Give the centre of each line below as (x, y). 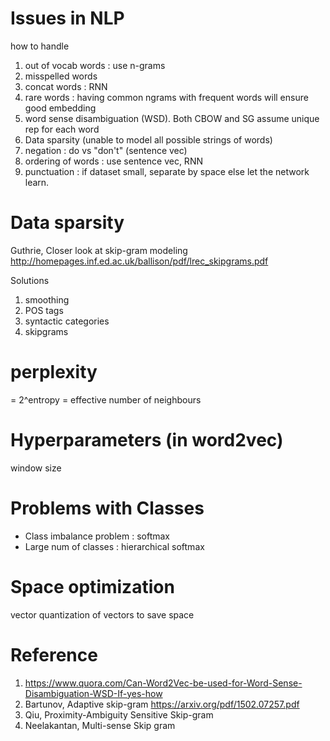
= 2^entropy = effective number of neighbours (106, 399)
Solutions (30, 280)
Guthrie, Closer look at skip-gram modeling (99, 250)
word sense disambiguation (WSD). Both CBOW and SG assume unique (172, 118)
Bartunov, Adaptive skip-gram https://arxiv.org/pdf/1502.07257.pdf (162, 704)
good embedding (60, 108)
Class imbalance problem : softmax (97, 536)
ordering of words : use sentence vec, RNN (113, 161)
